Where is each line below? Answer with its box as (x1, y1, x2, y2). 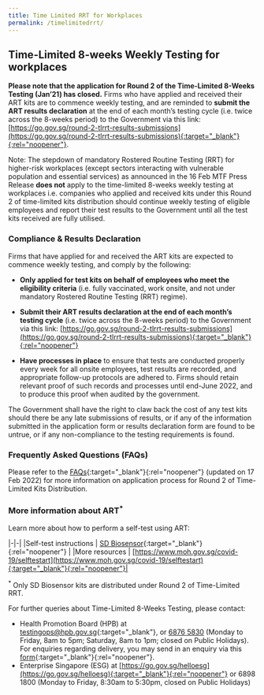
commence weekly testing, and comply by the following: (8, 259, 191, 269)
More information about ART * (8, 504, 124, 516)
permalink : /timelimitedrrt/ (8, 19, 104, 27)
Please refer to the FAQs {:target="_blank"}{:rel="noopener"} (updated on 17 (8, 466, 255, 477)
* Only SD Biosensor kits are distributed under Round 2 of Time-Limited (8, 578, 240, 589)
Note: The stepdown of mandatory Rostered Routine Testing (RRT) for (8, 155, 235, 165)
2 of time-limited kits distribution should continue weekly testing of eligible (8, 197, 251, 206)
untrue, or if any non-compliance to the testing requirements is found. (8, 429, 235, 439)
